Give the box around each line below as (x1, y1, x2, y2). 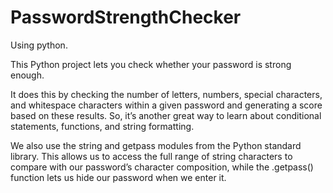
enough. (10, 69, 45, 81)
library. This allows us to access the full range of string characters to (10, 150, 293, 162)
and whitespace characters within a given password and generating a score (10, 99, 323, 111)
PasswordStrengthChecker (10, 6, 242, 29)
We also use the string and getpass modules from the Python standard (10, 139, 302, 151)
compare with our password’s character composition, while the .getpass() (10, 161, 314, 173)
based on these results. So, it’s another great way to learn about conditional (10, 109, 322, 121)
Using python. (10, 39, 68, 51)
